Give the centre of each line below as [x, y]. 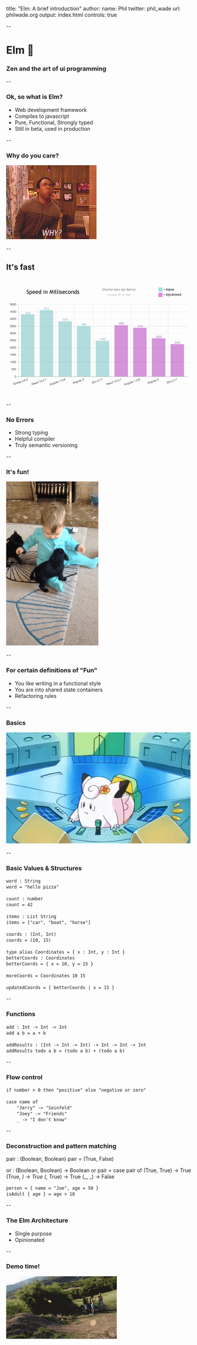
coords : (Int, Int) [32, 935]
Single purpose [33, 1233]
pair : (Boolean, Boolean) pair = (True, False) [60, 1159]
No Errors [20, 420]
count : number [25, 899]
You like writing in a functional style [58, 683]
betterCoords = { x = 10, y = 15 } [50, 964]
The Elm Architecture [37, 1221]
